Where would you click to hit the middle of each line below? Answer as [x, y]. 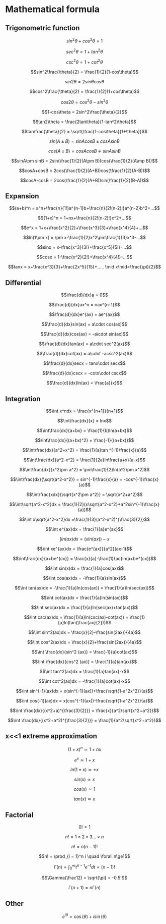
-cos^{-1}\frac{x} [141, 479]
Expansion [22, 196]
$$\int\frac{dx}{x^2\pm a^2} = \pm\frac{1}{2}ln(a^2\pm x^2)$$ [85, 470]
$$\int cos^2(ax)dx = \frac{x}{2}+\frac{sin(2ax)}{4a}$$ [85, 642]
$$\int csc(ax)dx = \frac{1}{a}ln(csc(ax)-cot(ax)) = [76, 617]
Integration [23, 399]
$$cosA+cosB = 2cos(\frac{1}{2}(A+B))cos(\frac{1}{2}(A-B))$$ [85, 171]
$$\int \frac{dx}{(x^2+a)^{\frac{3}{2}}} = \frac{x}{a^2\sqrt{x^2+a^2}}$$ [85, 711]
